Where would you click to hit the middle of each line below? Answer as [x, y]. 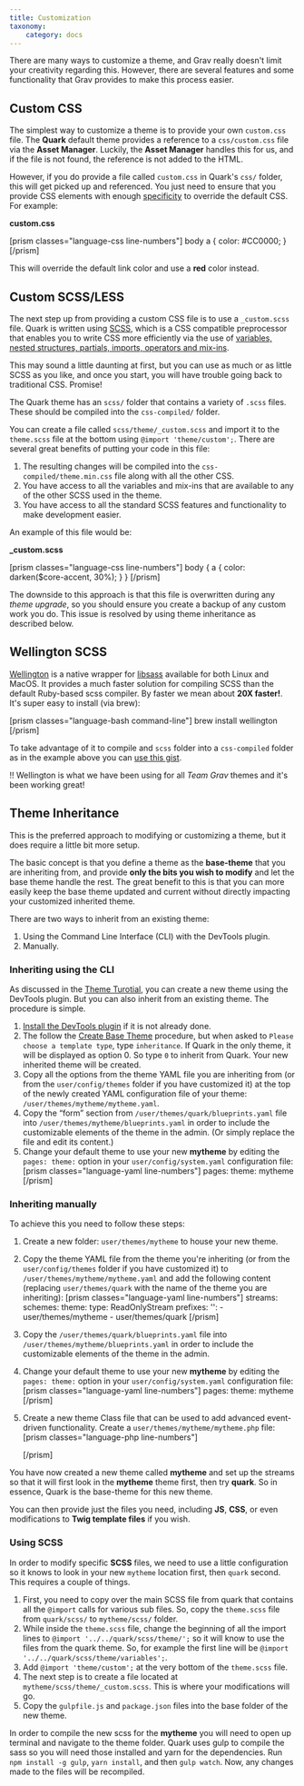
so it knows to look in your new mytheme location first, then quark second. [145, 1572]
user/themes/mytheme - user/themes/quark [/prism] [121, 1317]
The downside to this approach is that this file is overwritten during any [142, 595]
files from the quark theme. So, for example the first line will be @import [155, 1647]
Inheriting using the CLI [62, 969]
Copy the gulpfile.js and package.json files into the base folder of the [155, 1705]
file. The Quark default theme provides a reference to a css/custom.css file [149, 140]
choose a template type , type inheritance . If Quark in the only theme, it [157, 1045]
